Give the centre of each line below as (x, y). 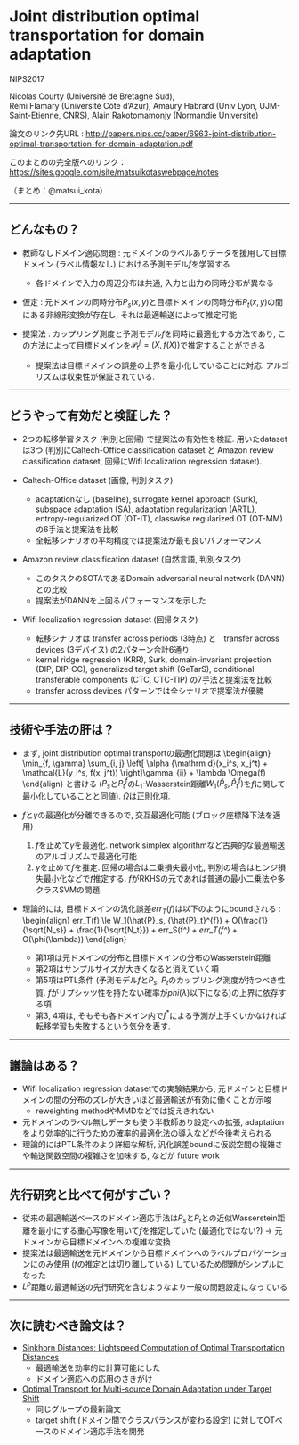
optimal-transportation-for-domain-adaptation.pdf (101, 144)
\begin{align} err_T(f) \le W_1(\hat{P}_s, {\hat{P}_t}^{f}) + (126, 920)
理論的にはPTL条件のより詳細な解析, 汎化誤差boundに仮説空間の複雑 (149, 1145)
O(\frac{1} (250, 920)
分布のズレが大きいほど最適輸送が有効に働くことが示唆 (170, 1100)
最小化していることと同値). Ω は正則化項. (96, 796)
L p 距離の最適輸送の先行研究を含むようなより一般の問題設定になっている (154, 1285)
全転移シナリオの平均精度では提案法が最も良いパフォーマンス (149, 540)
